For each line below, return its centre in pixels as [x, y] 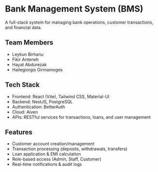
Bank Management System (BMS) [74, 9]
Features [19, 132]
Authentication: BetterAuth [39, 107]
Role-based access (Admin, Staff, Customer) [57, 159]
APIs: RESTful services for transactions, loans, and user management [81, 117]
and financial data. [24, 27]
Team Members [29, 43]
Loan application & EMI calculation [46, 154]
